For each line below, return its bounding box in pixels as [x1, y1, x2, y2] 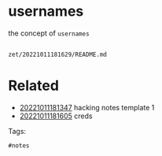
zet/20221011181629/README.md [8, 50, 108, 58]
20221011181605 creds [19, 111, 93, 121]
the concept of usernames [8, 28, 90, 38]
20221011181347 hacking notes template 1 [19, 102, 155, 112]
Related [8, 77, 59, 95]
